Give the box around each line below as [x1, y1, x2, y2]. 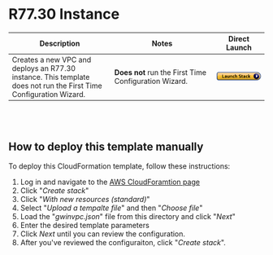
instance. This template [11, 72, 90, 81]
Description [39, 38, 80, 48]
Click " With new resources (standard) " [19, 195, 150, 204]
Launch [226, 42, 252, 53]
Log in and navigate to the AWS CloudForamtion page [19, 177, 201, 187]
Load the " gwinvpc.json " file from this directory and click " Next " [19, 212, 236, 221]
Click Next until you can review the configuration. [19, 229, 185, 239]
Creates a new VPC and [11, 55, 92, 64]
